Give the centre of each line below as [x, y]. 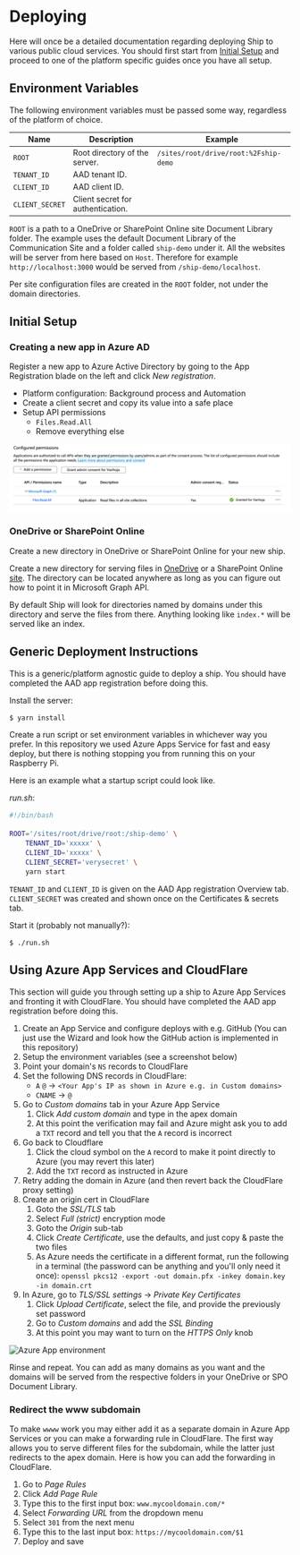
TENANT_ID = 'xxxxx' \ [63, 843]
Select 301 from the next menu [78, 1522]
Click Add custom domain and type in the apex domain [137, 1114]
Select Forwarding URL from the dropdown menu [112, 1512]
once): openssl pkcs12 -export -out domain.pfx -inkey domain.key [160, 1275]
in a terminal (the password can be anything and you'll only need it [158, 1266]
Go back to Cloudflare [63, 1142]
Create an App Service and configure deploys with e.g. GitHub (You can [154, 1028]
